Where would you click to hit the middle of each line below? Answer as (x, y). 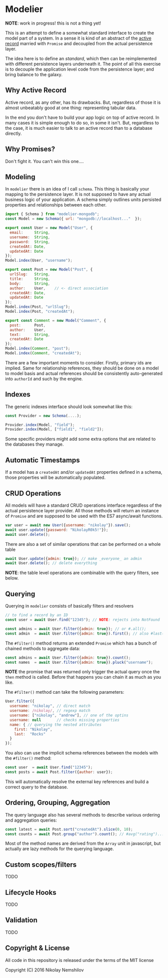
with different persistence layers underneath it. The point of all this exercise (83, 64)
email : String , (30, 233)
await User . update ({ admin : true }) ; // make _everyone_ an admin (73, 558)
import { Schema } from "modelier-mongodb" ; (52, 214)
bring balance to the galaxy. (34, 74)
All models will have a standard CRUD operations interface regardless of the (83, 505)
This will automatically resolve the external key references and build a (77, 781)
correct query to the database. (37, 787)
